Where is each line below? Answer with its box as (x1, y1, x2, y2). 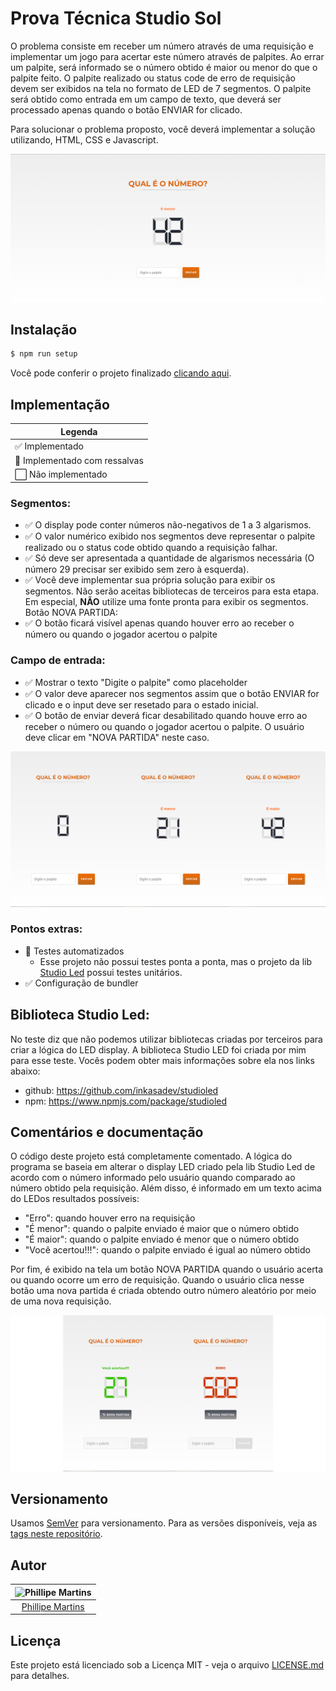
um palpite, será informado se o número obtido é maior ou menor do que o (10, 61, 318, 73)
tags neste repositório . (10, 1528, 103, 1540)
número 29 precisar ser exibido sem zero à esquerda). (24, 563, 250, 576)
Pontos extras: (10, 922, 83, 936)
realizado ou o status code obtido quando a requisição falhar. (24, 542, 278, 554)
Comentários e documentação (10, 1124, 204, 1141)
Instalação (10, 322, 78, 339)
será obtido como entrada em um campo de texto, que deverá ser (10, 93, 282, 105)
